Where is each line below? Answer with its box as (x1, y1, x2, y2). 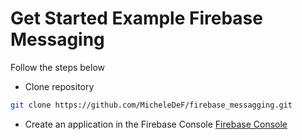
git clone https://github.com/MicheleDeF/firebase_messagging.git (10, 100, 293, 110)
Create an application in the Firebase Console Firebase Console (24, 118, 288, 130)
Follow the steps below (10, 61, 105, 73)
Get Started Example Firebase (10, 7, 263, 30)
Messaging (10, 28, 105, 51)
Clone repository (24, 80, 95, 92)
